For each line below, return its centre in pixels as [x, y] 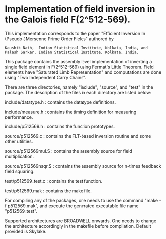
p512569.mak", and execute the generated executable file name [73, 206]
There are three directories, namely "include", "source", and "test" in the [79, 87]
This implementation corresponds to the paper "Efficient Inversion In [75, 33]
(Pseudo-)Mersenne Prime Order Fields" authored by [60, 39]
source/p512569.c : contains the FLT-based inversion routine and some [78, 136]
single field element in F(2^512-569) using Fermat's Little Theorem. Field [79, 67]
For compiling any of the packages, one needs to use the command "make [82, 200]
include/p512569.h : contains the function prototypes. [60, 126]
